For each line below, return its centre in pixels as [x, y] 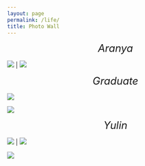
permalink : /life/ [33, 20]
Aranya [115, 49]
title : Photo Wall [33, 26]
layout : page [26, 13]
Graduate [115, 81]
